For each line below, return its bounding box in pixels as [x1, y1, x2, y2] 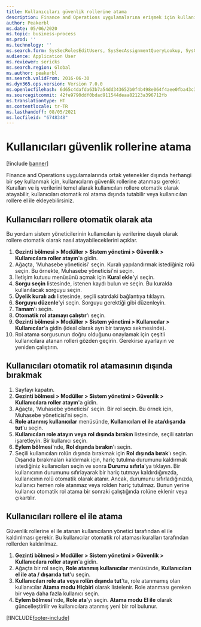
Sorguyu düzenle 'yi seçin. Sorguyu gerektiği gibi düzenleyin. [14, 299, 166, 306]
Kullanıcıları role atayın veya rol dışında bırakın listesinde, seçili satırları [14, 430, 194, 437]
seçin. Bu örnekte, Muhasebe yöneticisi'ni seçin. [14, 267, 135, 274]
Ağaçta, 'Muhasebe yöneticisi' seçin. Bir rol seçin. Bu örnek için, [14, 405, 173, 412]
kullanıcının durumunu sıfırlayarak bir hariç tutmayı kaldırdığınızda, [14, 468, 178, 476]
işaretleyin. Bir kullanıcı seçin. [14, 437, 88, 444]
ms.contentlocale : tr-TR [6, 103, 68, 109]
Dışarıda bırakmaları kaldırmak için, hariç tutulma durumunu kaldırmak [14, 456, 187, 463]
